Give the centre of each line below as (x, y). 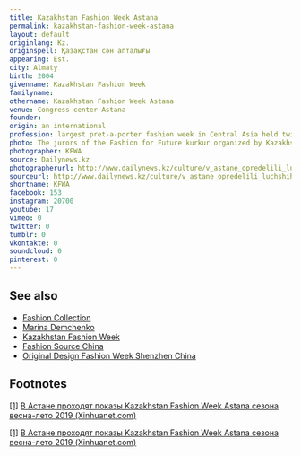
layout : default (39, 34)
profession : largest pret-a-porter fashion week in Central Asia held (144, 135)
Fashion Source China (63, 346)
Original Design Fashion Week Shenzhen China (109, 355)
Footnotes (38, 384)
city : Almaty (34, 68)
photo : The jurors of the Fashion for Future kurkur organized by (136, 143)
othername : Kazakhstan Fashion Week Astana (92, 101)
